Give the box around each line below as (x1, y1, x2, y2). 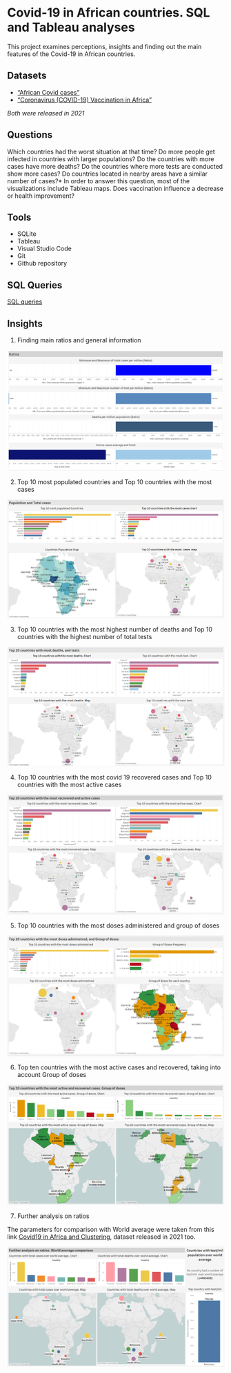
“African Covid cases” (17, 88, 80, 96)
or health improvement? (7, 192, 75, 200)
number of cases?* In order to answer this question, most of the (7, 176, 190, 185)
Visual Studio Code (17, 244, 72, 253)
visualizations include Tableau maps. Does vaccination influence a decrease (7, 184, 224, 192)
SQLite (17, 230, 37, 238)
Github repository (17, 259, 68, 268)
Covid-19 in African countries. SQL (7, 5, 210, 21)
